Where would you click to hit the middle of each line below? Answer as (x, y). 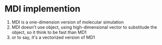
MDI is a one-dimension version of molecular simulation (68, 22)
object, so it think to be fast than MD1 (49, 32)
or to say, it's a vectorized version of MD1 (53, 37)
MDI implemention (42, 9)
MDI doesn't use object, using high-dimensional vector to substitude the (84, 27)
